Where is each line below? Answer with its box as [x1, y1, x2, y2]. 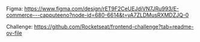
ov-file [6, 29, 22, 37]
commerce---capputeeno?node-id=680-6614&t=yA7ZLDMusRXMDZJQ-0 [6, 11, 189, 19]
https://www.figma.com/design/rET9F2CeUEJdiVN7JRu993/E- [24, 5, 180, 12]
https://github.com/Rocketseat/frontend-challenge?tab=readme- [34, 23, 194, 30]
